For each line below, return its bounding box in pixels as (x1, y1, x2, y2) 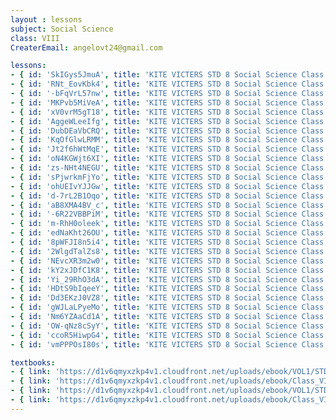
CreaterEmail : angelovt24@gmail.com (10, 42, 163, 53)
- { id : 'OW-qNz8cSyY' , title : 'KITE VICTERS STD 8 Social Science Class (10, 321, 325, 331)
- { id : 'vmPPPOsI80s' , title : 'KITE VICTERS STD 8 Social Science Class (10, 339, 325, 350)
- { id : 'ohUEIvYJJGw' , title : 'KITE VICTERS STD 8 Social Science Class (10, 181, 325, 191)
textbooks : (10, 357, 56, 368)
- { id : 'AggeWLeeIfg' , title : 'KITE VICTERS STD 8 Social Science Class (10, 116, 325, 126)
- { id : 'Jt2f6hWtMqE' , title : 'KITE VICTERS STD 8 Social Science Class (10, 144, 325, 155)
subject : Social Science (10, 24, 114, 34)
